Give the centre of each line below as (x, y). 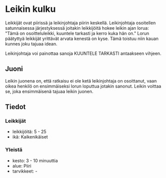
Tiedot (16, 107)
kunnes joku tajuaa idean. (31, 44)
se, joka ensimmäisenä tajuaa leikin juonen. (49, 91)
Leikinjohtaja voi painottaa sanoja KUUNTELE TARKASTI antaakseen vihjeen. (83, 53)
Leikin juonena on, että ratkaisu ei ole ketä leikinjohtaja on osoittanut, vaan (81, 81)
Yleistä (14, 150)
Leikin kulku (30, 9)
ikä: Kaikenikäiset (30, 137)
